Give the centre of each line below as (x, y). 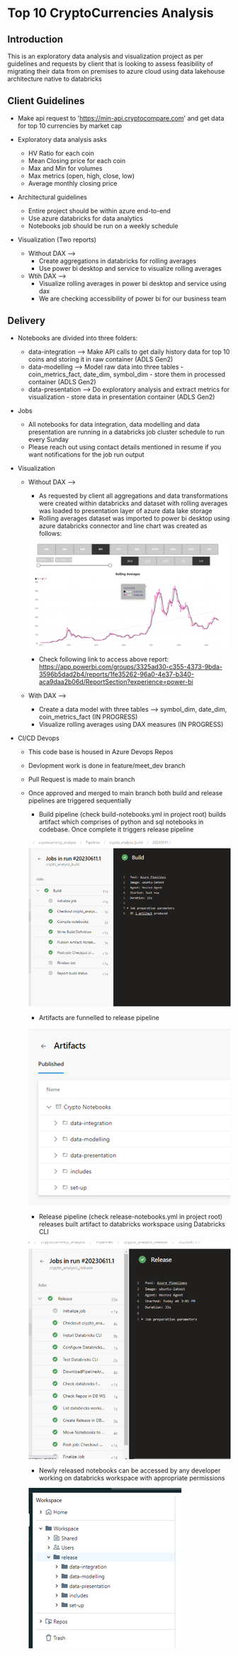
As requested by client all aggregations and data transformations (133, 496)
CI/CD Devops (39, 738)
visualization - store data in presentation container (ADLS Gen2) (121, 397)
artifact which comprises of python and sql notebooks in (121, 822)
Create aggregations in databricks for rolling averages (118, 261)
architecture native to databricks (55, 79)
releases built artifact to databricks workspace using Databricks (132, 1224)
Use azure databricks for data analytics (85, 218)
